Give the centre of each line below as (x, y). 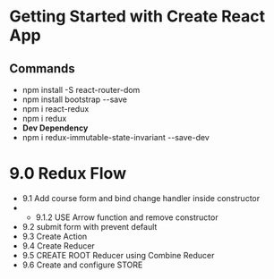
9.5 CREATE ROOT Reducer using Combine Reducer (118, 255)
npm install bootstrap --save (75, 99)
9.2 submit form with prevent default (90, 226)
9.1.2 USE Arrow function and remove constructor (127, 217)
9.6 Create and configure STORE (82, 265)
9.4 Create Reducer (59, 245)
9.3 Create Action (55, 236)
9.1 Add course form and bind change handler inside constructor (141, 198)
